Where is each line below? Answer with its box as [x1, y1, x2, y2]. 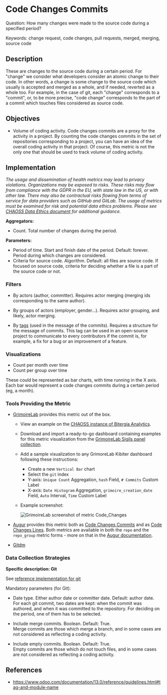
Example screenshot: [20, 502, 64, 508]
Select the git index [27, 471, 69, 478]
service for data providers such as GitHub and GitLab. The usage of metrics [5, 198, 162, 204]
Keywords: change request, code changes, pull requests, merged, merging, [5, 35, 161, 41]
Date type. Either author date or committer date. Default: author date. [12, 595, 155, 601]
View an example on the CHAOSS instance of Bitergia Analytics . [20, 421, 151, 427]
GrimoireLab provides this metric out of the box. [12, 411, 111, 418]
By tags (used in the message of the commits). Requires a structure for [12, 322, 159, 328]
